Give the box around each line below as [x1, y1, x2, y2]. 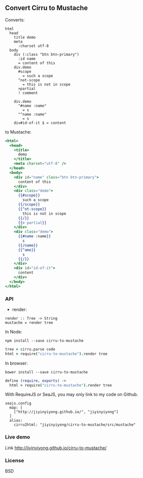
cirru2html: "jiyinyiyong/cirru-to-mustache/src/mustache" [14, 422, 136, 427]
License [5, 457, 24, 464]
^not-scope [18, 78, 40, 83]
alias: [9, 418, 23, 423]
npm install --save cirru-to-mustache [5, 338, 84, 343]
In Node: [5, 328, 22, 334]
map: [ [9, 405, 23, 410]
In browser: [5, 360, 28, 366]
